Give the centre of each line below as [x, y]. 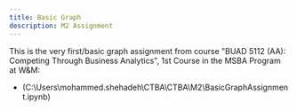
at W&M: [25, 70]
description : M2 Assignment [61, 26]
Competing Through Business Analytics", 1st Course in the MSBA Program [145, 60]
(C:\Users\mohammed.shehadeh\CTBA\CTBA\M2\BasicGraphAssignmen [155, 87]
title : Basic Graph [45, 17]
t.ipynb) [36, 96]
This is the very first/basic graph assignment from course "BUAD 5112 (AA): [148, 51]
